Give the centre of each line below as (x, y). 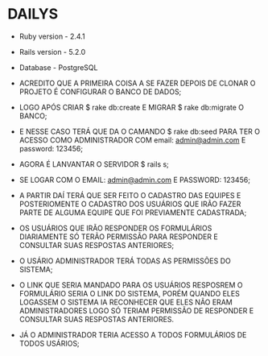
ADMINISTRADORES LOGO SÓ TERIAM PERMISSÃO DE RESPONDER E (136, 310)
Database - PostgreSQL (58, 67)
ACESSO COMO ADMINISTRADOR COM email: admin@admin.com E (132, 140)
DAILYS (33, 14)
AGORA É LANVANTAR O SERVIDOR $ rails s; (94, 164)
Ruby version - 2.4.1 (52, 36)
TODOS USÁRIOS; (49, 343)
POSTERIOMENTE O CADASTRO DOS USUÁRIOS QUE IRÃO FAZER (130, 204)
